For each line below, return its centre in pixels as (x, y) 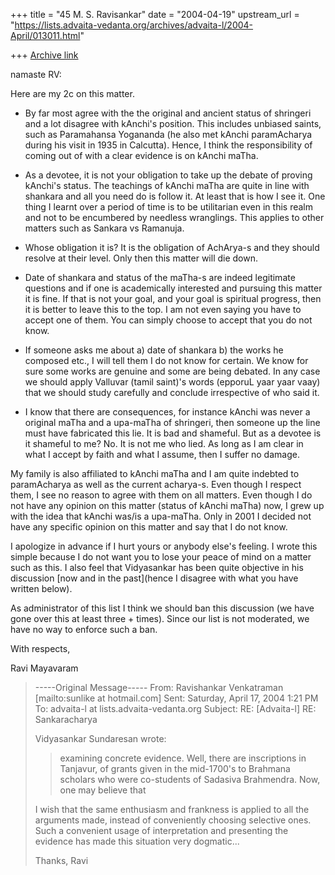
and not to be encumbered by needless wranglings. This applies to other (174, 217)
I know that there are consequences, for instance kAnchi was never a (167, 412)
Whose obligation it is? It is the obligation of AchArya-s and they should (172, 247)
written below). (41, 588)
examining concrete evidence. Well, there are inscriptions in (183, 758)
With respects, (40, 648)
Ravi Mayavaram (44, 668)
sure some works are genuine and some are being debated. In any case (172, 371)
